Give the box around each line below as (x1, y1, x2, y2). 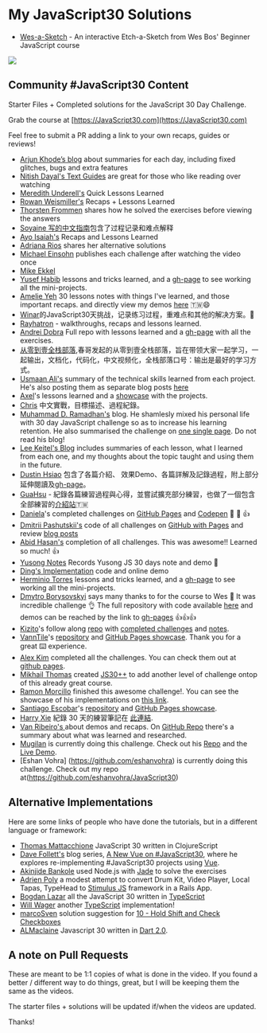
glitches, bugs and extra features (19, 162, 129, 172)
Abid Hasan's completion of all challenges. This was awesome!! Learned (19, 537, 257, 546)
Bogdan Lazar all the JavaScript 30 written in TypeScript (19, 891, 205, 901)
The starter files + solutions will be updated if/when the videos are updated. (8, 1002, 257, 1011)
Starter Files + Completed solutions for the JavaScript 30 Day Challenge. (8, 100, 246, 109)
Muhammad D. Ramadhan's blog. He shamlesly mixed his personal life (19, 409, 250, 419)
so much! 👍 (19, 546, 60, 555)
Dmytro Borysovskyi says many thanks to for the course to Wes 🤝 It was (19, 591, 256, 601)
